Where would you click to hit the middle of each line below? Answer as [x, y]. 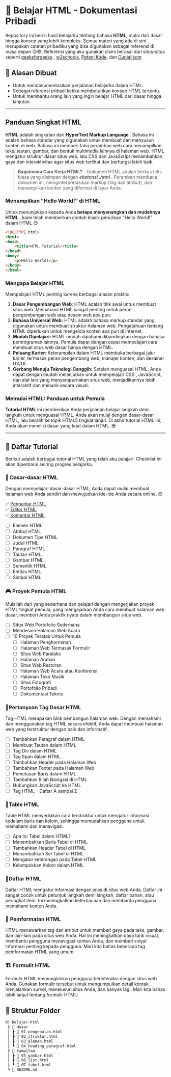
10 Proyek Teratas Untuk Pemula [47, 636]
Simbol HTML [27, 577]
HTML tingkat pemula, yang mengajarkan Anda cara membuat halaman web [85, 610]
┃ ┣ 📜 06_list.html [28, 1060]
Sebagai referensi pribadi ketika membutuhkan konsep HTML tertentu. [86, 91]
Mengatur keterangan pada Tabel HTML [54, 859]
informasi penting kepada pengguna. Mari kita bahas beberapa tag [75, 947]
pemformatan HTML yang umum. [40, 952]
